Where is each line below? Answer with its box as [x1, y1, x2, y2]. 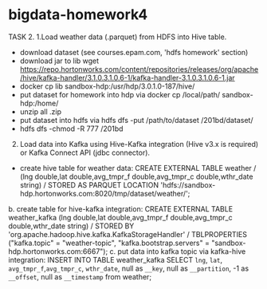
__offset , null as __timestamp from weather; [8, 271, 152, 281]
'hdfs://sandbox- [160, 180, 216, 189]
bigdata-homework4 [8, 6, 148, 24]
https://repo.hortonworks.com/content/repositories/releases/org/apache [19, 64, 259, 73]
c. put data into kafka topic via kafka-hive [109, 246, 246, 256]
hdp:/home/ [19, 98, 59, 108]
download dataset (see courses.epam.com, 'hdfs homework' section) [19, 47, 249, 57]
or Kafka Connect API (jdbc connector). [19, 148, 150, 157]
